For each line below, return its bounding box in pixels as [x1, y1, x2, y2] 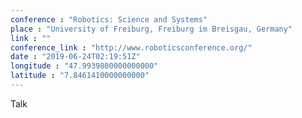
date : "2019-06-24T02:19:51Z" [10, 52, 141, 62]
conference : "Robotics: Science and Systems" [10, 14, 208, 25]
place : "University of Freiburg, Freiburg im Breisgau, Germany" [10, 24, 293, 34]
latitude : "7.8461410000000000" [10, 71, 150, 81]
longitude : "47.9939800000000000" [10, 61, 159, 71]
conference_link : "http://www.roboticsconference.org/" [10, 42, 253, 53]
